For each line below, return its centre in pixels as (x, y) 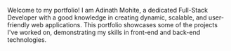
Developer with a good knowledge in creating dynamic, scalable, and (107, 17)
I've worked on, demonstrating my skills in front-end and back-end (104, 32)
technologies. (27, 40)
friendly (19, 25)
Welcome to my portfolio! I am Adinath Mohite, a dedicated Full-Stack (108, 10)
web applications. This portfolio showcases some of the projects (124, 25)
